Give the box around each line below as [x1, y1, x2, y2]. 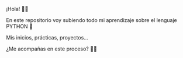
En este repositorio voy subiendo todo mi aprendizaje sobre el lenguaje [6, 17, 177, 23]
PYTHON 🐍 [6, 23, 33, 30]
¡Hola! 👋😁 [6, 6, 29, 12]
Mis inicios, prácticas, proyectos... [6, 34, 89, 41]
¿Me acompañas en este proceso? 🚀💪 [6, 45, 98, 52]
